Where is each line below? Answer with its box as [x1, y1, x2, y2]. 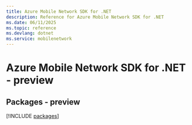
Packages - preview [6, 97, 80, 107]
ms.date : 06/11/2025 [6, 19, 57, 25]
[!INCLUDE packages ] [6, 113, 59, 119]
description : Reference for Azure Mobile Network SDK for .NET [6, 14, 164, 20]
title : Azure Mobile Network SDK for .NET [6, 8, 112, 15]
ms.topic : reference [6, 25, 57, 31]
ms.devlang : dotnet [6, 31, 54, 36]
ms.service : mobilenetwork [6, 36, 72, 42]
